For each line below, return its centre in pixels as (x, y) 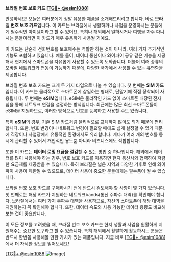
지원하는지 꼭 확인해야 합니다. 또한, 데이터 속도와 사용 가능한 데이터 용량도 (79, 207)
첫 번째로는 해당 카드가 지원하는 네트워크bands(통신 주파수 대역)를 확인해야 (80, 194)
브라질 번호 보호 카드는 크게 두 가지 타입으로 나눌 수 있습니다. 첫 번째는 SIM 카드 (85, 85)
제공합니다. (16, 74)
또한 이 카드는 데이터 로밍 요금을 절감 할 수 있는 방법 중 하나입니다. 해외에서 (79, 152)
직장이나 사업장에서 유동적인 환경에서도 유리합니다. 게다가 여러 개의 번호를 (84, 134)
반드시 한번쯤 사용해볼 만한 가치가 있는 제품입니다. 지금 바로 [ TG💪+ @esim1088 (85, 237)
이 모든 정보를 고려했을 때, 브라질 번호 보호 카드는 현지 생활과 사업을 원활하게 (81, 224)
